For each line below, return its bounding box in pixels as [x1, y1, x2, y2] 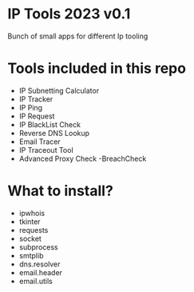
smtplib [18, 250, 44, 260]
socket [18, 234, 42, 243]
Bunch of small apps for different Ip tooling [7, 31, 148, 41]
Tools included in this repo [7, 59, 187, 78]
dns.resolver [18, 259, 61, 269]
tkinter [18, 217, 41, 226]
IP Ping [18, 102, 43, 112]
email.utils [18, 276, 53, 286]
